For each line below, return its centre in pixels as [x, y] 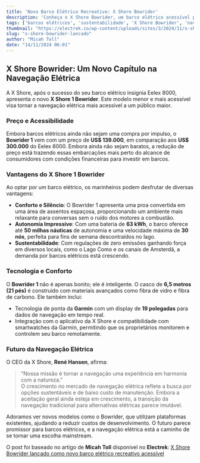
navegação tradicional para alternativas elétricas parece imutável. [101, 405]
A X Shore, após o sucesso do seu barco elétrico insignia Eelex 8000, [92, 92]
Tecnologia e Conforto [39, 271]
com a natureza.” [42, 380]
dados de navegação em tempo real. [60, 315]
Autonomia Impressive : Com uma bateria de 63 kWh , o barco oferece [101, 224]
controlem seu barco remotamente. [58, 333]
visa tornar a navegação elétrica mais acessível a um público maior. [89, 105]
